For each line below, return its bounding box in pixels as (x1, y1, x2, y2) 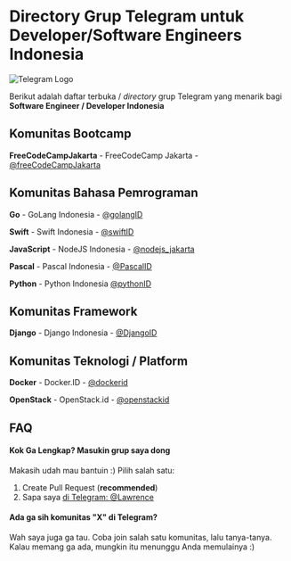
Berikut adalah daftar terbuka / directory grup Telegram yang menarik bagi (9, 91, 283, 102)
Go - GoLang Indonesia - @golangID (9, 209, 143, 219)
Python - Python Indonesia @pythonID (9, 278, 152, 289)
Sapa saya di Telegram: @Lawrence (21, 491, 154, 502)
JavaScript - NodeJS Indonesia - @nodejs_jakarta (9, 243, 195, 254)
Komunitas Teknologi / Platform (9, 353, 189, 368)
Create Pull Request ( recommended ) (21, 482, 158, 492)
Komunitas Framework (9, 303, 138, 318)
